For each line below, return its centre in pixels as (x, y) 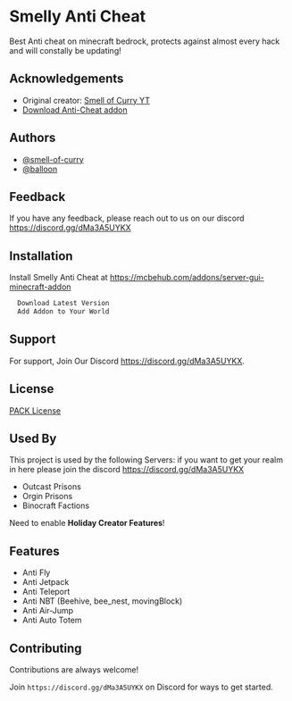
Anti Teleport (46, 592)
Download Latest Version (63, 304)
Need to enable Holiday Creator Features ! (87, 523)
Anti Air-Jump (48, 611)
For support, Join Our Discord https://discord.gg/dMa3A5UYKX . (127, 361)
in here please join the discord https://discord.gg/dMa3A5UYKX (127, 470)
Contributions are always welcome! (74, 670)
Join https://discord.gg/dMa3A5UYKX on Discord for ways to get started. (142, 687)
